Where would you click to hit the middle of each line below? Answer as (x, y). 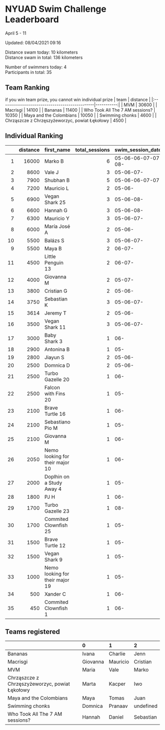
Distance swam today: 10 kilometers (41, 52)
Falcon (52, 387)
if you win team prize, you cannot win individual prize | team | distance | (78, 99)
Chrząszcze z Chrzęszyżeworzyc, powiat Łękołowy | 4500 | (66, 120)
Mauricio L (57, 188)
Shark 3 (54, 341)
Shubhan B (57, 180)
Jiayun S (55, 357)
